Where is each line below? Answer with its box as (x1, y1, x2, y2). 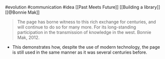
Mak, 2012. (17, 34, 40, 40)
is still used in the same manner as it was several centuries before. (12, 49, 148, 55)
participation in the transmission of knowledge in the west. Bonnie (17, 29, 152, 35)
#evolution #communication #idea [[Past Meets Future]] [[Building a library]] (5, 4, 161, 10)
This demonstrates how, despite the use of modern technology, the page (12, 44, 160, 50)
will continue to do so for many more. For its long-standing (17, 24, 136, 30)
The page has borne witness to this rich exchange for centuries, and (17, 19, 156, 25)
